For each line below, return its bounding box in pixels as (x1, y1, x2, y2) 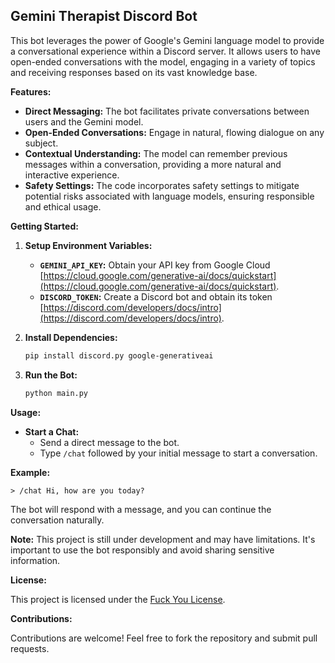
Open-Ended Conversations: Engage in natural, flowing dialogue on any (24, 126, 325, 138)
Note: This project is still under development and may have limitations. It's (10, 533, 316, 545)
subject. (24, 137, 59, 149)
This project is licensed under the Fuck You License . (10, 593, 226, 605)
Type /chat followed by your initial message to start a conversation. (39, 447, 318, 459)
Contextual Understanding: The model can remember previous (24, 147, 288, 159)
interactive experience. (24, 169, 120, 181)
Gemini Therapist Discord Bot (10, 8, 198, 25)
